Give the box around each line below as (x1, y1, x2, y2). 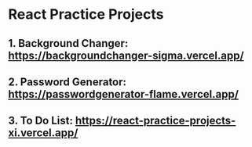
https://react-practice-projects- (75, 114, 236, 127)
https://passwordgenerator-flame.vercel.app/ (8, 88, 239, 101)
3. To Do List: (8, 114, 73, 127)
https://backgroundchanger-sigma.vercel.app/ (8, 48, 245, 62)
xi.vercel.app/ (8, 127, 79, 140)
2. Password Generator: (8, 75, 127, 88)
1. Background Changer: (8, 37, 129, 50)
